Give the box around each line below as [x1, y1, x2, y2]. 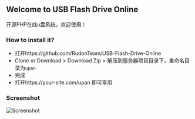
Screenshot [6, 94, 40, 102]
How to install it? [6, 36, 55, 44]
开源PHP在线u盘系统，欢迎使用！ [6, 20, 87, 28]
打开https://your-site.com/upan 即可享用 [14, 79, 113, 86]
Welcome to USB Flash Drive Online [6, 5, 139, 15]
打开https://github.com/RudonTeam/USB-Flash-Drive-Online [14, 50, 162, 57]
